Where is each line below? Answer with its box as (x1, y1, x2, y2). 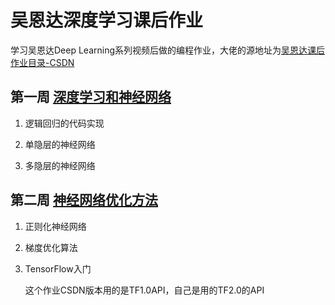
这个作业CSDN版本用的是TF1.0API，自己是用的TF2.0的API (24, 284, 265, 296)
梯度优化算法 (24, 241, 78, 253)
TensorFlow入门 (24, 262, 92, 275)
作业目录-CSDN (10, 56, 75, 68)
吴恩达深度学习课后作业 (10, 9, 204, 32)
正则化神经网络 (24, 220, 87, 232)
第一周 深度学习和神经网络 (10, 89, 172, 106)
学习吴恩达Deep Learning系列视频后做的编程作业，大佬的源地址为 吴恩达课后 (10, 44, 326, 56)
